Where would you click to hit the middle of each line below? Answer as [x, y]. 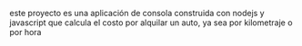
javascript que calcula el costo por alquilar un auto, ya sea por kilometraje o [151, 23]
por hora [25, 32]
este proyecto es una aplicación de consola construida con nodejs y [137, 13]
